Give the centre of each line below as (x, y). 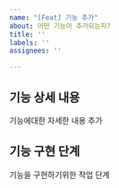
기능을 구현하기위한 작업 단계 (59, 175)
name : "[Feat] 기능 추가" (54, 17)
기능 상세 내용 (45, 97)
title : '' (28, 34)
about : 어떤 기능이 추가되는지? (60, 26)
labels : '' (30, 43)
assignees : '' (36, 51)
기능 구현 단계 (45, 152)
